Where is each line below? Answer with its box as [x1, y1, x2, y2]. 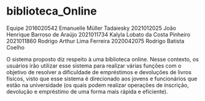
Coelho [6, 44, 25, 51]
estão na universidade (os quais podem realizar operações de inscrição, [6, 81, 189, 89]
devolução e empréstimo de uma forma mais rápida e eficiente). [6, 88, 168, 95]
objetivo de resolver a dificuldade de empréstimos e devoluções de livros [6, 68, 192, 75]
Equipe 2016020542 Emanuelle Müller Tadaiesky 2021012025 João [6, 24, 177, 32]
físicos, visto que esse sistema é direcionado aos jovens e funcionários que [6, 75, 198, 82]
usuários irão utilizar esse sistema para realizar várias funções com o [6, 62, 182, 69]
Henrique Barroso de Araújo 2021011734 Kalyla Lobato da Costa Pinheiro [6, 30, 191, 38]
